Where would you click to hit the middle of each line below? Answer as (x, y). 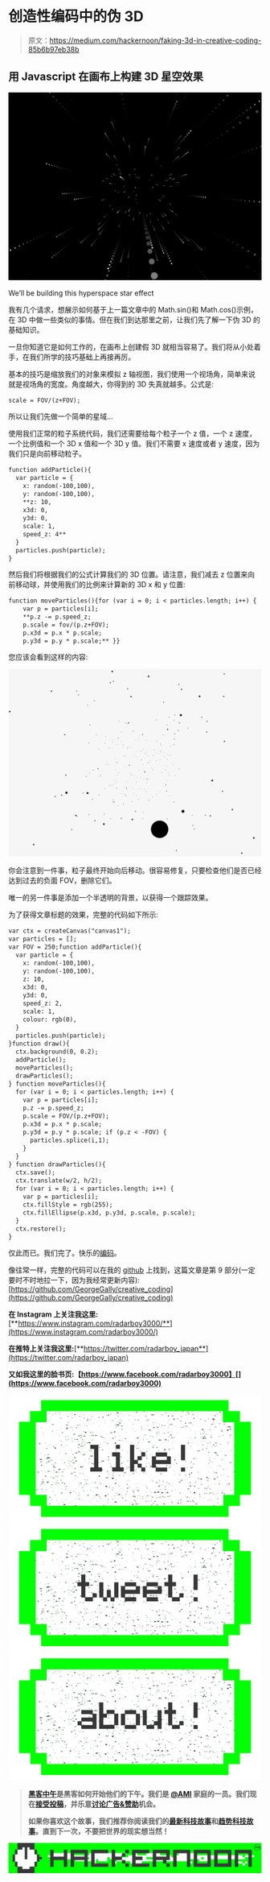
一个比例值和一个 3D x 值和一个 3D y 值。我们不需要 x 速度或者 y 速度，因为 (134, 443)
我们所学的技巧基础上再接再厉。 (82, 357)
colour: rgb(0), (50, 1020)
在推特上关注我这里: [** (46, 1348)
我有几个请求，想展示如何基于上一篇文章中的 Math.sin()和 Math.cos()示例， (133, 309)
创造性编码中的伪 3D (76, 17)
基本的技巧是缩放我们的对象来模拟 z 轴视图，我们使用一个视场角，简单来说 (132, 374)
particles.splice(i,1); (70, 1140)
